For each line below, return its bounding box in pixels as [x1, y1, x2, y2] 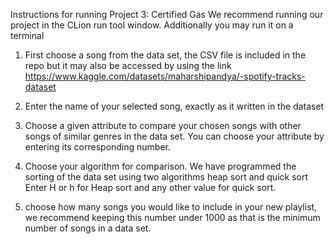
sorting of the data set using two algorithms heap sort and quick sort [24, 171, 309, 183]
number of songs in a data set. [24, 222, 152, 234]
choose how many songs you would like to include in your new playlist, [24, 201, 318, 213]
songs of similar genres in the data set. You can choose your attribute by [24, 130, 325, 142]
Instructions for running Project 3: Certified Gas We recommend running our [10, 9, 324, 20]
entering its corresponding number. [24, 141, 172, 153]
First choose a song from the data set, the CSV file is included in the [24, 49, 307, 61]
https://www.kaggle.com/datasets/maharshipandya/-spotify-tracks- [24, 70, 306, 82]
